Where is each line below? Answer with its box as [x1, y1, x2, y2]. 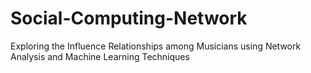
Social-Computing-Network [10, 7, 248, 30]
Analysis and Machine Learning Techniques [10, 50, 190, 62]
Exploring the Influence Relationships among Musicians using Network [10, 40, 302, 52]
